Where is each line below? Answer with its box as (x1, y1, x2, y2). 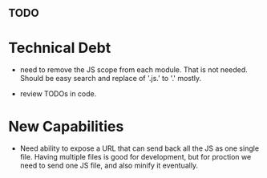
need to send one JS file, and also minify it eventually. (19, 160, 199, 171)
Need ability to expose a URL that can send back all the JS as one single (19, 144, 259, 153)
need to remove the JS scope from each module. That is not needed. (19, 65, 249, 75)
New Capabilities (8, 117, 124, 136)
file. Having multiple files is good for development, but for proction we (19, 152, 252, 162)
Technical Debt (8, 38, 111, 57)
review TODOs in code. (19, 89, 97, 99)
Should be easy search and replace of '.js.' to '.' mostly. (19, 74, 202, 83)
